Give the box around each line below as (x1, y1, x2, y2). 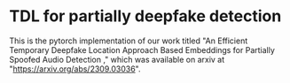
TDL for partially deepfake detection (9, 6, 282, 26)
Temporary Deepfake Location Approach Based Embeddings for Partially (9, 44, 275, 55)
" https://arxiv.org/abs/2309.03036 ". (9, 64, 141, 74)
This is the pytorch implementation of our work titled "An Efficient (9, 35, 248, 46)
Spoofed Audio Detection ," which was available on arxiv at (9, 54, 225, 64)
